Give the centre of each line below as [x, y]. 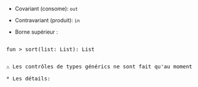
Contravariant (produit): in [47, 20]
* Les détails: [28, 78]
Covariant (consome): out [46, 9]
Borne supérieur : [36, 32]
